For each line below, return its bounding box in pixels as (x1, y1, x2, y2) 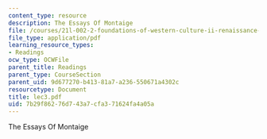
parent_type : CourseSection (8, 71, 102, 79)
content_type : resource (8, 11, 87, 20)
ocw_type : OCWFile (8, 56, 69, 64)
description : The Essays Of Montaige (8, 19, 133, 27)
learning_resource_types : (8, 41, 94, 49)
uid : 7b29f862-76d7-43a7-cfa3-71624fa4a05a (8, 100, 155, 108)
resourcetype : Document (8, 85, 87, 94)
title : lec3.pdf (8, 93, 62, 101)
